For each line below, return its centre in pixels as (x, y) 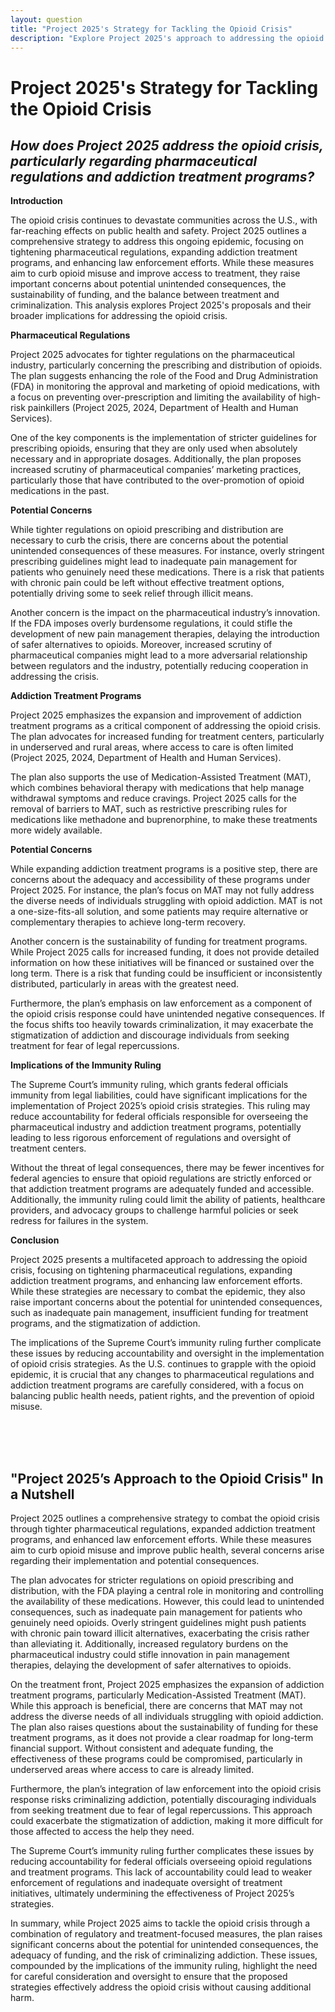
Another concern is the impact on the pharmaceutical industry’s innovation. (165, 613)
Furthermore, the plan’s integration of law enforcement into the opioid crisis (166, 1789)
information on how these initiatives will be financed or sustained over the (162, 963)
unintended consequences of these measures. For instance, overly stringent (167, 551)
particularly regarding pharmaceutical (134, 161)
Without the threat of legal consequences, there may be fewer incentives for (167, 1168)
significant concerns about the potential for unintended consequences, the (164, 1945)
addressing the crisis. (55, 677)
